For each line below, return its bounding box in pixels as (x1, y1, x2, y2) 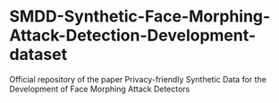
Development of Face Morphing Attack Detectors (9, 83, 190, 94)
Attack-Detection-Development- (9, 25, 257, 46)
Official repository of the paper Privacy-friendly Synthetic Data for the (9, 73, 266, 84)
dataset (9, 45, 68, 64)
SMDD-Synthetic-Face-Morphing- (9, 6, 271, 27)
